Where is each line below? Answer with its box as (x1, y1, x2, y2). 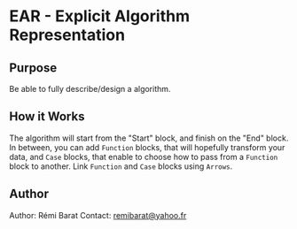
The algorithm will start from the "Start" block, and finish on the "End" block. (9, 133, 289, 143)
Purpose (9, 60, 58, 75)
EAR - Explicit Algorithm (9, 6, 191, 27)
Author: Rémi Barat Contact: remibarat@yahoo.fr (9, 210, 187, 220)
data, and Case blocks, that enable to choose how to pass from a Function (9, 151, 278, 162)
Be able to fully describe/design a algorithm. (9, 84, 171, 94)
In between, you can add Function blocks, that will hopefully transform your (9, 141, 285, 152)
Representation (9, 25, 126, 45)
